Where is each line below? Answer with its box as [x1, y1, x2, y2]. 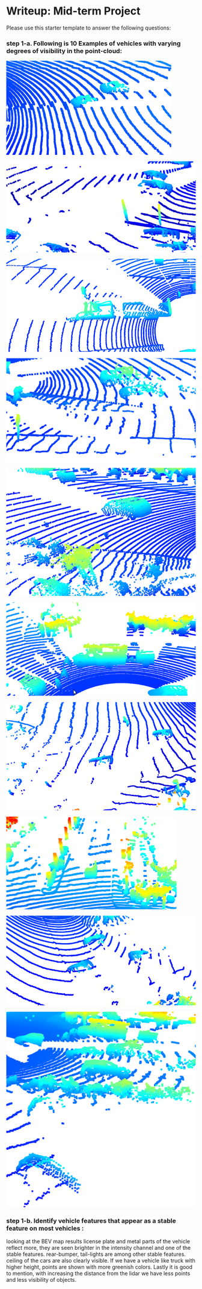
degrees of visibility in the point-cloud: [6, 46, 122, 55]
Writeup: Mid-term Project [6, 4, 141, 18]
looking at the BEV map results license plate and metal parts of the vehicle [6, 1238, 191, 1245]
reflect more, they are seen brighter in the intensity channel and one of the [6, 1244, 191, 1251]
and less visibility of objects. [6, 1276, 77, 1283]
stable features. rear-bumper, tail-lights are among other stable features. [6, 1250, 186, 1258]
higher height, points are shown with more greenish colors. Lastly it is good [6, 1264, 193, 1270]
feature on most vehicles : [6, 1224, 84, 1232]
